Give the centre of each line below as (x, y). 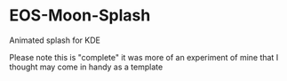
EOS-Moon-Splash (80, 16)
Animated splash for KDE (55, 40)
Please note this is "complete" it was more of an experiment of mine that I (144, 57)
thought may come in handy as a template (86, 67)
